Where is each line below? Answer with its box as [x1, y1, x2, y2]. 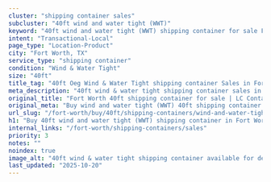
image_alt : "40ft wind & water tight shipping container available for [8, 154, 254, 162]
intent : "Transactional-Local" [8, 34, 114, 43]
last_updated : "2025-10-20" [8, 162, 103, 170]
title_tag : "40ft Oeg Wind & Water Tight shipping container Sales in [8, 79, 251, 87]
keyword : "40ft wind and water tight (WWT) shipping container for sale [8, 27, 258, 35]
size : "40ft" [8, 72, 52, 80]
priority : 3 [8, 131, 48, 139]
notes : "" [8, 139, 42, 147]
